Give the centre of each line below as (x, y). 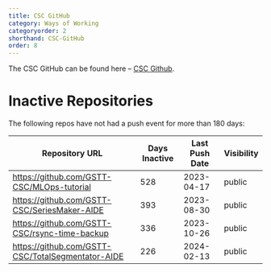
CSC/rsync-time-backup (60, 233)
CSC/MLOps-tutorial (52, 188)
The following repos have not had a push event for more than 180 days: (127, 124)
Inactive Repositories (81, 101)
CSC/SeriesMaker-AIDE (58, 210)
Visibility (241, 154)
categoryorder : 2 (38, 31)
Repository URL (72, 154)
